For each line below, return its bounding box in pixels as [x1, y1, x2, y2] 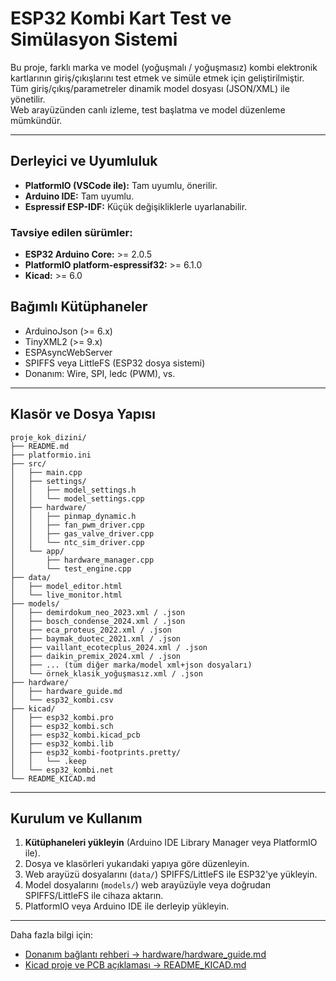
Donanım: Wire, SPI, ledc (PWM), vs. [24, 367, 176, 379]
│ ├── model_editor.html [10, 581, 123, 591]
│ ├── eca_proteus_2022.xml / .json [10, 625, 172, 635]
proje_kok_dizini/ [10, 432, 87, 442]
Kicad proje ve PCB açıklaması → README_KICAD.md [24, 959, 247, 971]
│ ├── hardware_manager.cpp [10, 555, 155, 565]
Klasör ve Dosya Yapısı [10, 406, 157, 423]
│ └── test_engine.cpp [10, 563, 132, 574]
